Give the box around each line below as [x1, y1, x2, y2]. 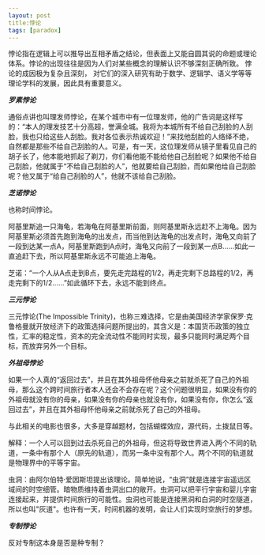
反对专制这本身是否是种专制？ [8, 538, 105, 548]
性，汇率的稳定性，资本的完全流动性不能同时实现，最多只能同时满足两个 [8, 331, 243, 341]
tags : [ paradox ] [8, 26, 62, 34]
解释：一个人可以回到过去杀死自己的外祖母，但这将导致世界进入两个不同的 [8, 438, 250, 447]
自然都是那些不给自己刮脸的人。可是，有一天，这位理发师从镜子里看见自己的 [8, 142, 257, 151]
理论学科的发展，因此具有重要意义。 [8, 78, 126, 88]
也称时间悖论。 [8, 205, 57, 214]
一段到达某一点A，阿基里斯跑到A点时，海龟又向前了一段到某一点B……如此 [8, 242, 248, 251]
